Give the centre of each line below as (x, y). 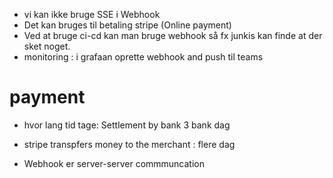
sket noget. (47, 46)
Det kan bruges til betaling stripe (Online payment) (127, 25)
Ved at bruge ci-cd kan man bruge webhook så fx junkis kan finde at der (173, 35)
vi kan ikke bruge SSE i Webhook (92, 14)
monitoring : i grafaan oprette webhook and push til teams (143, 57)
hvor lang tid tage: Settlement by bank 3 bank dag (127, 125)
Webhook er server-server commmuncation (114, 163)
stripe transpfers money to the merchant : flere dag (129, 144)
